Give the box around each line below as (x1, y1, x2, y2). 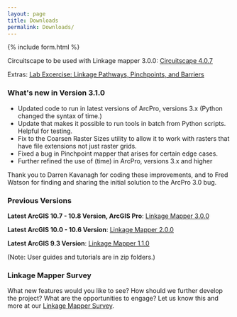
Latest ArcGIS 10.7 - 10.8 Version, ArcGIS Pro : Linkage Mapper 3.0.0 (7, 212, 210, 220)
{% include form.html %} (7, 43, 80, 52)
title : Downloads (7, 17, 59, 24)
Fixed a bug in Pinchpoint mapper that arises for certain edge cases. (17, 149, 219, 158)
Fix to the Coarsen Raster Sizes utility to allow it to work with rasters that (17, 134, 230, 142)
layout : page (7, 10, 46, 18)
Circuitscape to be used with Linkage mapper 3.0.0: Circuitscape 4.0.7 (7, 57, 213, 65)
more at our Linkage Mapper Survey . (7, 301, 115, 310)
